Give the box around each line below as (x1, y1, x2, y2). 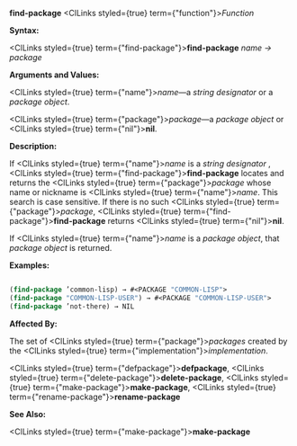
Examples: (9, 260, 49, 271)
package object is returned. (9, 243, 112, 253)
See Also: (9, 408, 47, 419)
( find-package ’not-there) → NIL (9, 301, 135, 311)
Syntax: (9, 25, 40, 35)
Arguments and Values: (9, 69, 100, 80)
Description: (9, 141, 57, 151)
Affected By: (9, 318, 58, 329)
